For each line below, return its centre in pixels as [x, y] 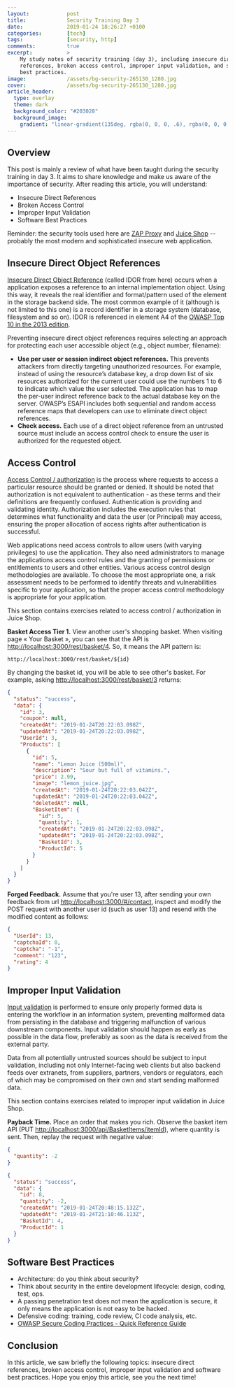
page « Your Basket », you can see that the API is [78, 639]
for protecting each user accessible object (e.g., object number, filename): [114, 345]
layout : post [43, 14]
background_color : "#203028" [56, 111]
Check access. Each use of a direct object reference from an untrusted [120, 426]
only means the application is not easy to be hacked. [93, 1309]
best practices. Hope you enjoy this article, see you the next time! [102, 1377]
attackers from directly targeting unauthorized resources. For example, [119, 366]
